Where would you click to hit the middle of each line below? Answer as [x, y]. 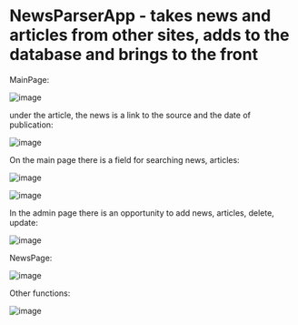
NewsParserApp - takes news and [140, 16]
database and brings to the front [134, 55]
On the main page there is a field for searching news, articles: [124, 159]
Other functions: [40, 293]
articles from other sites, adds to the [149, 35]
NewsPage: [31, 258]
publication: [31, 125]
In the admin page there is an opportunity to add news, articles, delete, [142, 213]
